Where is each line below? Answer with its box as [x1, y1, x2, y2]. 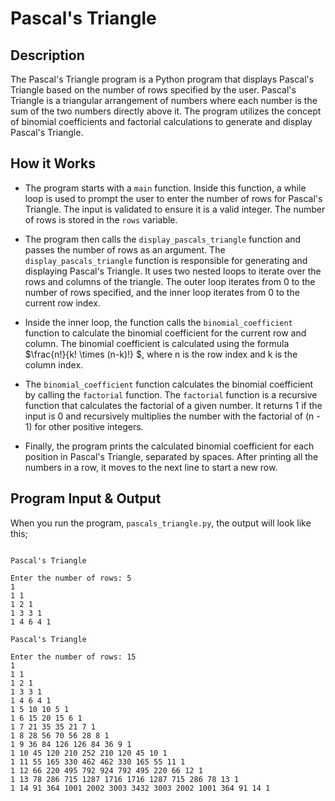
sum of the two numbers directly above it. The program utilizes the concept [10, 105, 322, 117]
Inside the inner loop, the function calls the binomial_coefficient [24, 316, 293, 328]
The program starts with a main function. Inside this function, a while [24, 182, 307, 194]
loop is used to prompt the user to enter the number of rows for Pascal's [24, 192, 323, 204]
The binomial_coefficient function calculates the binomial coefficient [24, 378, 314, 390]
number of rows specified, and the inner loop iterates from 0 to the [24, 286, 300, 298]
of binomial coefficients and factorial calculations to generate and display [10, 116, 313, 127]
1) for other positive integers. [24, 420, 144, 432]
